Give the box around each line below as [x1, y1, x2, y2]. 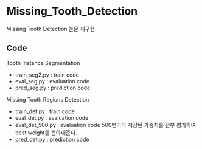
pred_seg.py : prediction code [15, 84, 91, 91]
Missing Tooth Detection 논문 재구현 [6, 25, 96, 32]
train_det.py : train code [15, 108, 75, 115]
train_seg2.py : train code [15, 71, 79, 78]
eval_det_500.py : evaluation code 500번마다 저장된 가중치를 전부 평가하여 [15, 121, 197, 128]
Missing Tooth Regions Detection [6, 95, 89, 103]
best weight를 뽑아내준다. [15, 129, 77, 136]
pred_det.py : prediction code [15, 136, 89, 143]
